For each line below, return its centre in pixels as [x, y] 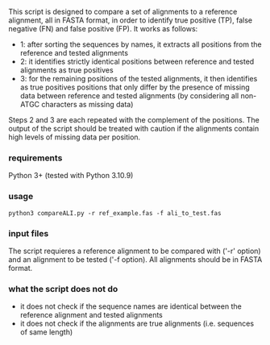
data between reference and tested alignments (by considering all [129, 96]
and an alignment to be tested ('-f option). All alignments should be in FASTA [135, 259]
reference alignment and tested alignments [91, 315]
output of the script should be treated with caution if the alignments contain [134, 129]
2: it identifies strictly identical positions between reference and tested [137, 61]
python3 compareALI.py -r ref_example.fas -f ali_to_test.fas [115, 213]
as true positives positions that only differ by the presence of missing [135, 87]
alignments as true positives [67, 70]
